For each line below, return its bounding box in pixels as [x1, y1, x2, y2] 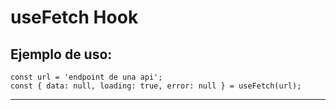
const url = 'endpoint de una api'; [10, 72, 163, 82]
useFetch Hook [10, 6, 139, 29]
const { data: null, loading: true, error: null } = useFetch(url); [10, 81, 302, 91]
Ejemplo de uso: [10, 46, 113, 63]
